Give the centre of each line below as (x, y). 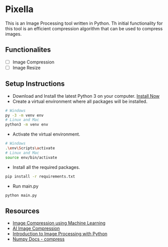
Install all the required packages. (46, 167)
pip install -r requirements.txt (40, 176)
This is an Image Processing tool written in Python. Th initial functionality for (84, 23)
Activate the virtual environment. (46, 134)
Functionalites (28, 50)
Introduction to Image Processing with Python (60, 234)
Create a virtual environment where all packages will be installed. (80, 101)
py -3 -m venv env (24, 115)
